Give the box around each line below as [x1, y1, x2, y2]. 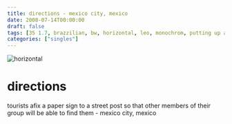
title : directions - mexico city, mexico [7, 10, 128, 17]
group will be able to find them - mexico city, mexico [7, 109, 157, 117]
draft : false [7, 23, 45, 30]
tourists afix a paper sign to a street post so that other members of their [7, 101, 211, 110]
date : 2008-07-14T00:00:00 [7, 17, 85, 23]
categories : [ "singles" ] [7, 36, 79, 43]
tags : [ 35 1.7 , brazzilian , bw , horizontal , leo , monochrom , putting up [7, 29, 221, 37]
